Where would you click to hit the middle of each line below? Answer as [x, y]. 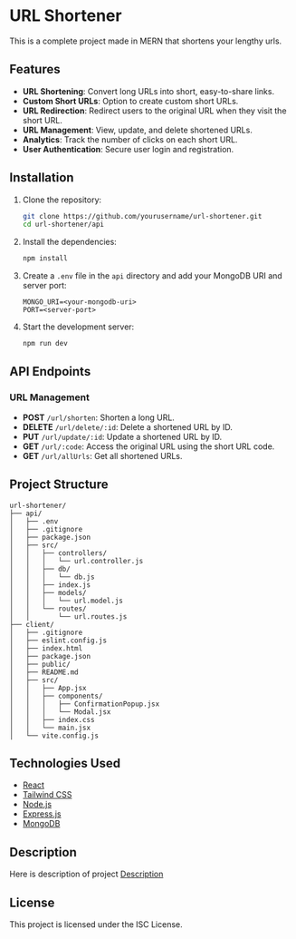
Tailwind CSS [47, 795]
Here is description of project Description [86, 874]
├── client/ [32, 624]
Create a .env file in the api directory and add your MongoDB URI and [152, 276]
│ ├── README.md [44, 672]
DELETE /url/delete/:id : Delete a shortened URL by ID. [127, 426]
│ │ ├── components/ [56, 696]
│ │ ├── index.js [50, 585]
